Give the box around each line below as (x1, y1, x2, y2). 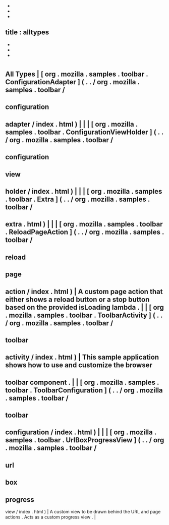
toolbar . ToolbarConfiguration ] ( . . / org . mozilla (5, 386, 163, 394)
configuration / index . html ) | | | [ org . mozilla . (5, 428, 156, 437)
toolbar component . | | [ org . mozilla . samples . (5, 378, 159, 386)
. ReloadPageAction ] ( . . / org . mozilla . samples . (5, 228, 164, 237)
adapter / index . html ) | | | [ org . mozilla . (5, 120, 138, 129)
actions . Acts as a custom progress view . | (5, 514, 96, 520)
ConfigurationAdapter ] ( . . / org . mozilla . (5, 78, 140, 86)
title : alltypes (5, 28, 49, 37)
